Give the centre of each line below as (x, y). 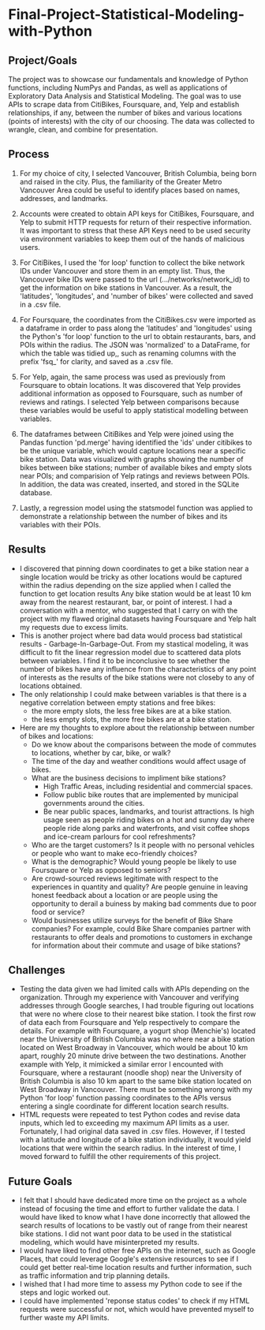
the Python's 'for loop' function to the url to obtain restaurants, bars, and (138, 336)
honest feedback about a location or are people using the (125, 895)
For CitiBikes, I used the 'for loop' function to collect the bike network (132, 263)
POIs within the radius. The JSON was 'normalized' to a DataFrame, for (135, 345)
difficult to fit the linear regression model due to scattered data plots (131, 652)
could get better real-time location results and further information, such (136, 1268)
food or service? (58, 911)
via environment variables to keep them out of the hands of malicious (132, 239)
